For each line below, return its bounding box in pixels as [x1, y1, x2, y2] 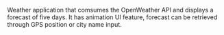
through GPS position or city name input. [7, 21, 122, 28]
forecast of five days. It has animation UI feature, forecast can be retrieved [7, 13, 218, 21]
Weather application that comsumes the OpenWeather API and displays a [7, 6, 214, 14]
